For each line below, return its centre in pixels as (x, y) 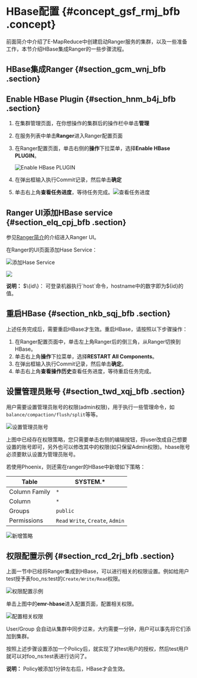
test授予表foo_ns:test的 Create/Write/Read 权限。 (65, 579)
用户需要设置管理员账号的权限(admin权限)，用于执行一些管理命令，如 (91, 407)
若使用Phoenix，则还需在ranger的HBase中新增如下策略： (76, 467)
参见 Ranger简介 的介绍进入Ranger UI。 (53, 237)
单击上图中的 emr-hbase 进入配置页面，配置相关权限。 (72, 604)
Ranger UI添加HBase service (60, 213)
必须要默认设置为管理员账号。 (42, 454)
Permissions (26, 520)
